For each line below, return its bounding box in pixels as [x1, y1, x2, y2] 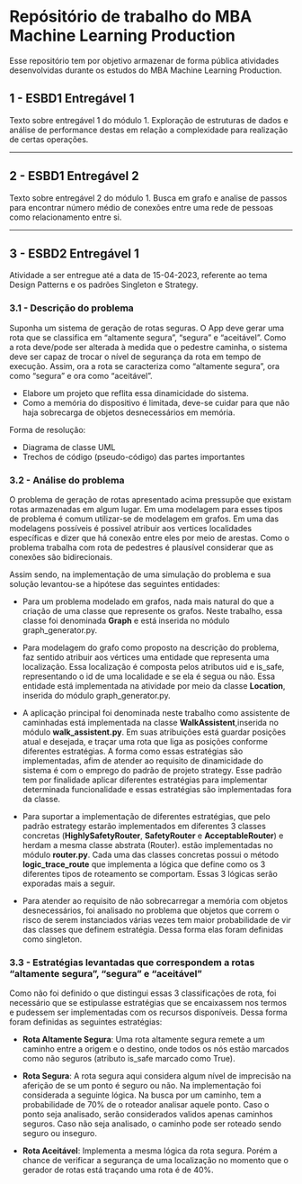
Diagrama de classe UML [22, 441, 116, 452]
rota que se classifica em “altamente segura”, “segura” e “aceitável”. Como [9, 331, 287, 343]
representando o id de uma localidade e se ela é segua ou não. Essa [22, 671, 276, 682]
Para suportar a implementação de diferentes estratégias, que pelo [22, 810, 271, 821]
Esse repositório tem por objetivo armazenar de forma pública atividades [9, 55, 280, 66]
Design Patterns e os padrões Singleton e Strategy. [9, 279, 199, 290]
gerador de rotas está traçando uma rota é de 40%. [22, 1164, 214, 1176]
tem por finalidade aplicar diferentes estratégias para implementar [22, 774, 268, 785]
